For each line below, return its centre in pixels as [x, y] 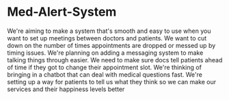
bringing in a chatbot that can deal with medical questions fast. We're [105, 74]
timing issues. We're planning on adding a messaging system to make [105, 53]
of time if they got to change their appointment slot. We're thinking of [104, 67]
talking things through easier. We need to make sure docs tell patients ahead [115, 60]
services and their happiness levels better [66, 89]
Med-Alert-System [62, 12]
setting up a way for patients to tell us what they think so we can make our [112, 82]
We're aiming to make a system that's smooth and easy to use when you [109, 31]
